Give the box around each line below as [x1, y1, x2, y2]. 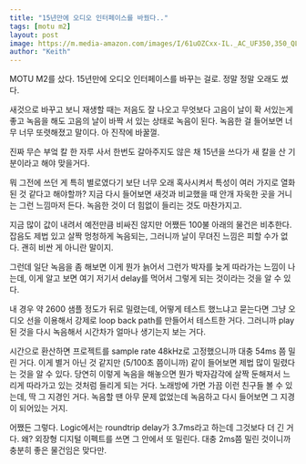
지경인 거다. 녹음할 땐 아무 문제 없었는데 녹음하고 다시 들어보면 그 [47, 391, 279, 402]
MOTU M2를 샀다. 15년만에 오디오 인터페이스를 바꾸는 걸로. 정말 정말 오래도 [9, 74, 280, 85]
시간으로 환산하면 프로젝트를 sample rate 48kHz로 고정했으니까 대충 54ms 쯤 [9, 345, 287, 356]
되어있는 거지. [18, 403, 68, 414]
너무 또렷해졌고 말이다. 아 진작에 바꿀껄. [18, 127, 160, 138]
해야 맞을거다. [40, 158, 90, 169]
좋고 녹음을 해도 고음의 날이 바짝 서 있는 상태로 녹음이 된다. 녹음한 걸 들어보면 [9, 116, 284, 127]
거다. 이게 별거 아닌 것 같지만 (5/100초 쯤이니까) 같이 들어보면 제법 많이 [18, 357, 271, 368]
